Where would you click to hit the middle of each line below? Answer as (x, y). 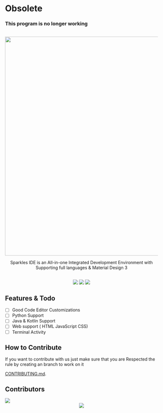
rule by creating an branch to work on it (44, 364)
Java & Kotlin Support (34, 321)
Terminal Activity (29, 332)
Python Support (28, 315)
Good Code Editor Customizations (46, 310)
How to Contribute (33, 348)
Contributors (25, 389)
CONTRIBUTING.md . (26, 374)
